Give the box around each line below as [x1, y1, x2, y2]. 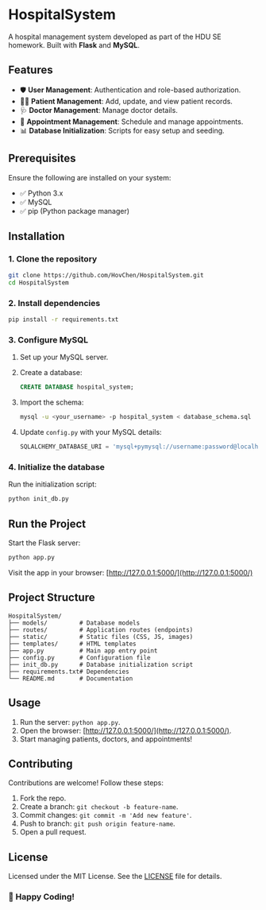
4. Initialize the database [8, 462, 106, 473]
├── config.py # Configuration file [8, 653, 151, 661]
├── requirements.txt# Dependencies [8, 668, 129, 676]
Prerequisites [8, 152, 76, 165]
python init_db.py [8, 495, 69, 503]
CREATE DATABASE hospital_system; [19, 383, 134, 391]
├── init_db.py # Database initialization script [8, 660, 194, 668]
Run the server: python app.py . [19, 717, 121, 726]
